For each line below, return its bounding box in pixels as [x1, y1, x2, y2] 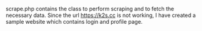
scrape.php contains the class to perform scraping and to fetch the [5, 5, 175, 12]
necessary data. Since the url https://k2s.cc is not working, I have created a [5, 12, 196, 19]
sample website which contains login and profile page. [5, 18, 143, 25]
